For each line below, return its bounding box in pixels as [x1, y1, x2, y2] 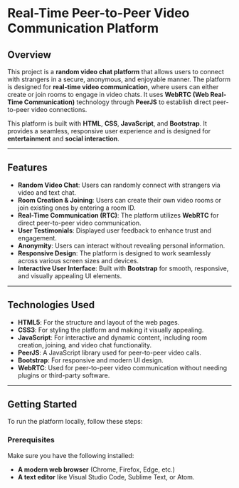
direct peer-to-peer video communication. [17, 218, 142, 227]
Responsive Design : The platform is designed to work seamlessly [17, 248, 211, 258]
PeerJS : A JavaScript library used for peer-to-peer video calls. [17, 348, 201, 357]
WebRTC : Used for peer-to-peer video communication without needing [17, 363, 228, 372]
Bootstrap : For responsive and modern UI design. [17, 355, 164, 365]
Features [7, 162, 48, 174]
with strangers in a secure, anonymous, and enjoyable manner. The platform [7, 75, 231, 83]
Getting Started [7, 398, 78, 411]
